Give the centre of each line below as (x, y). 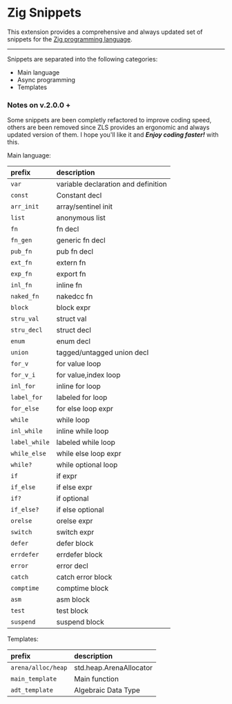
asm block (73, 600)
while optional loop (87, 465)
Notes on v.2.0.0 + (39, 105)
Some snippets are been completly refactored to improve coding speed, (109, 120)
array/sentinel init (84, 207)
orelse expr (75, 521)
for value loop (79, 364)
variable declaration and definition (112, 184)
